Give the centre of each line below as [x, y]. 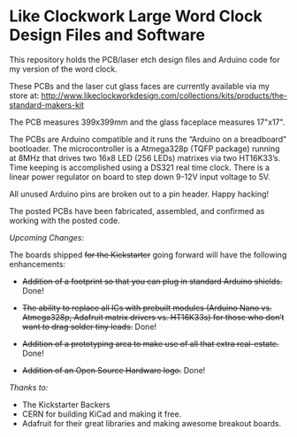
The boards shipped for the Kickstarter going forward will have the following [148, 255]
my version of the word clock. [63, 69]
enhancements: [38, 264]
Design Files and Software [107, 35]
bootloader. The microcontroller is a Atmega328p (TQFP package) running [145, 149]
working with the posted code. [65, 220]
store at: [24, 96]
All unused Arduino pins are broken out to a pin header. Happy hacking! [139, 194]
